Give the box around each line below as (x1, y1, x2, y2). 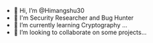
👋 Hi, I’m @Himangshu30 (13, 7, 84, 14)
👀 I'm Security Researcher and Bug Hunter (13, 14, 134, 22)
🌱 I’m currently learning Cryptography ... (13, 21, 128, 29)
